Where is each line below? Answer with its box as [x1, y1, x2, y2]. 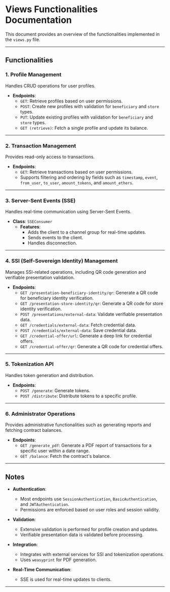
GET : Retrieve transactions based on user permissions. [20, 169, 133, 175]
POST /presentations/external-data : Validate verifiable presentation [20, 311, 163, 317]
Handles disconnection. [27, 240, 77, 246]
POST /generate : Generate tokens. [20, 387, 91, 393]
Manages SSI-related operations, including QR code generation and [5, 269, 147, 275]
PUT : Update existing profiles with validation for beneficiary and [20, 114, 153, 120]
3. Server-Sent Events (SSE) [5, 197, 76, 204]
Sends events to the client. [27, 235, 83, 241]
